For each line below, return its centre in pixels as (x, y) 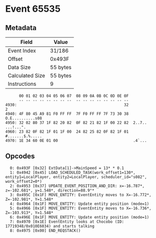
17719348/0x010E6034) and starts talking (50, 226)
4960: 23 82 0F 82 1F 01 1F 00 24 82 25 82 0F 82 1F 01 (67, 132)
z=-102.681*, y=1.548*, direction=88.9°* (50, 190)
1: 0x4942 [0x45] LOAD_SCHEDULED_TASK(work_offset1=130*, (73, 172)
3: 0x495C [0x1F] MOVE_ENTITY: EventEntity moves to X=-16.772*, (81, 195)
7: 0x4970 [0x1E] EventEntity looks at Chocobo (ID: (67, 222)
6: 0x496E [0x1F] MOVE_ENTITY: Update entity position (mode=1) (80, 217)
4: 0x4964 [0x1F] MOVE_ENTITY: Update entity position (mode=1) (80, 204)
